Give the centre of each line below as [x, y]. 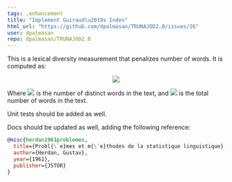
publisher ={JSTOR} [40, 165]
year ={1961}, [32, 159]
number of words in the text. [48, 101]
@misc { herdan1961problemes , [48, 140]
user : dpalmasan [30, 33]
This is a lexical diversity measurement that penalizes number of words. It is [115, 59]
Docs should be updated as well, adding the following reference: [99, 128]
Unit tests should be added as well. [57, 114]
